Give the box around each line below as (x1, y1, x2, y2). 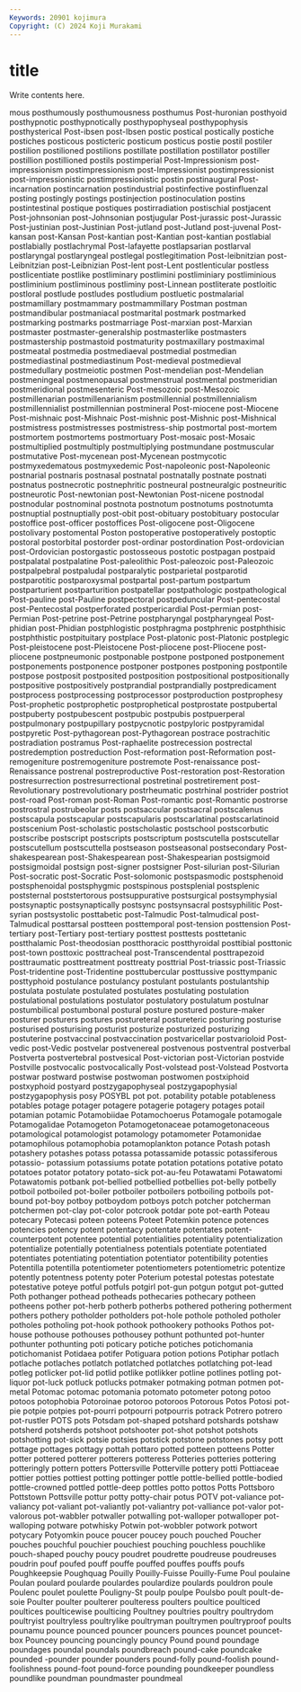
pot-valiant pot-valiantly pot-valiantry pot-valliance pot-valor (41, 1502, 267, 1512)
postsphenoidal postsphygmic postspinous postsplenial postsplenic (9, 881, 261, 891)
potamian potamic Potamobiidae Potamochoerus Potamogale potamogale (9, 1110, 283, 1121)
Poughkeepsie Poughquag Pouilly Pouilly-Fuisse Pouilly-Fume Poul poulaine (9, 1568, 290, 1579)
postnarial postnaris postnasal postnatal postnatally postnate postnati (9, 470, 267, 481)
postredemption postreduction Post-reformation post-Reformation (9, 747, 254, 757)
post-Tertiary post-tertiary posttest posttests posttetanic (38, 928, 247, 939)
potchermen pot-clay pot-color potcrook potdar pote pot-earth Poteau (9, 1205, 270, 1216)
